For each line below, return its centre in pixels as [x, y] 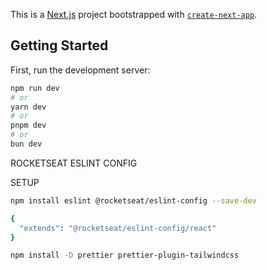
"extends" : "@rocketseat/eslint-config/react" [118, 228]
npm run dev [35, 88]
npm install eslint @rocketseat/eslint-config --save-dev [133, 200]
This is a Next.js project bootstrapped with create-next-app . [134, 14]
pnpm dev [28, 125]
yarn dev [28, 107]
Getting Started [59, 45]
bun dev [26, 144]
